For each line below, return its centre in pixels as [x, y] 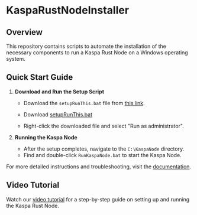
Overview [25, 32]
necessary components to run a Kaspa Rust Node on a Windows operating [97, 53]
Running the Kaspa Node [46, 137]
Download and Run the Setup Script [59, 92]
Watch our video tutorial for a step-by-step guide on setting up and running [98, 199]
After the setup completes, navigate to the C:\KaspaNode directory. [104, 149]
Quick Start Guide [40, 77]
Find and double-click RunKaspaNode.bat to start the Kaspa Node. [102, 155]
